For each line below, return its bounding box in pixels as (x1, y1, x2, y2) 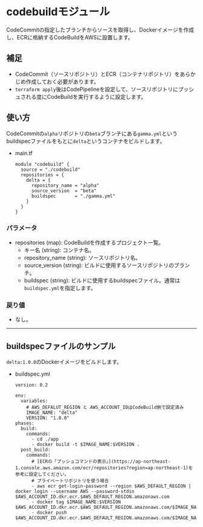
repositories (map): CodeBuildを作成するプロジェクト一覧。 (14, 239, 164, 246)
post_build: (21, 446, 51, 452)
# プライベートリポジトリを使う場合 (31, 477, 109, 484)
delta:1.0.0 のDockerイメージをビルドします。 (6, 358, 123, 365)
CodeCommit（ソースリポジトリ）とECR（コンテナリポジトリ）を (14, 70, 180, 78)
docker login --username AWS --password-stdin (14, 488, 135, 494)
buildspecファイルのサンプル (6, 341, 116, 351)
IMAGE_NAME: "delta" (26, 409, 78, 416)
